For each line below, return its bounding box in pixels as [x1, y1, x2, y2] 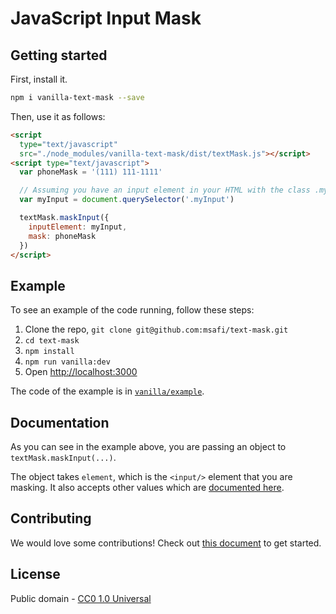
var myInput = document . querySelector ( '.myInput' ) [19, 195, 235, 205]
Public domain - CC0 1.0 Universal [10, 592, 152, 604]
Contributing [10, 510, 92, 527]
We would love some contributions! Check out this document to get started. [10, 537, 322, 549]
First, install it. [10, 73, 68, 85]
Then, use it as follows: [10, 110, 106, 122]
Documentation [10, 414, 110, 431]
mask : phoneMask [28, 231, 97, 241]
